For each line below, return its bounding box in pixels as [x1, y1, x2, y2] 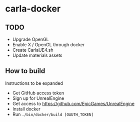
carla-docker [5, 3, 61, 15]
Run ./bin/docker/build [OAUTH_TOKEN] [12, 111, 94, 117]
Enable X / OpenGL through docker [12, 42, 85, 48]
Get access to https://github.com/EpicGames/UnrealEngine [12, 100, 135, 106]
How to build [5, 67, 45, 75]
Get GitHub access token [12, 90, 64, 96]
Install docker [12, 106, 41, 112]
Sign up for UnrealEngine [12, 95, 64, 101]
